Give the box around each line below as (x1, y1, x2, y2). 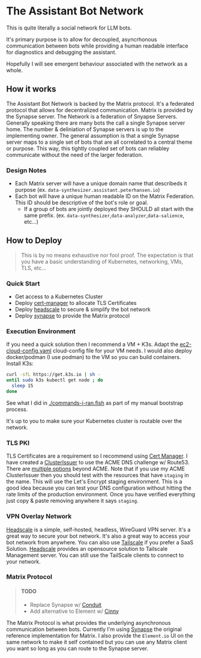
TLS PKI (6, 438, 30, 447)
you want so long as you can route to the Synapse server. (6, 645, 149, 652)
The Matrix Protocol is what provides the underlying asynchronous (6, 619, 171, 626)
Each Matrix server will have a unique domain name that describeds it (14, 180, 187, 187)
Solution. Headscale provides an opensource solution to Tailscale (6, 545, 168, 552)
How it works (6, 84, 56, 94)
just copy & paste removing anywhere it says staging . (6, 497, 139, 505)
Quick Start (6, 279, 40, 287)
